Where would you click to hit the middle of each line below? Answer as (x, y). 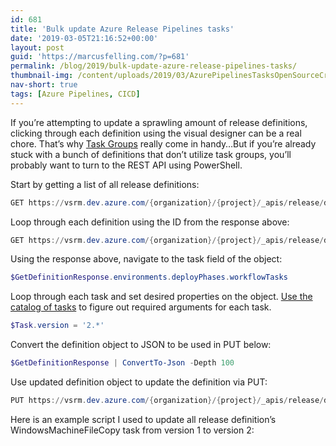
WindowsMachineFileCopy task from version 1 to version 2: (132, 430)
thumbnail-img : (42, 76)
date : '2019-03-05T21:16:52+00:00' (84, 38)
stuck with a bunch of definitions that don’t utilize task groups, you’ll (151, 154)
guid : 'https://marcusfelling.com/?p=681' (100, 57)
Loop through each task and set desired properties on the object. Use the (161, 297)
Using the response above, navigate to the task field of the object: (146, 259)
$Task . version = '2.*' (57, 326)
